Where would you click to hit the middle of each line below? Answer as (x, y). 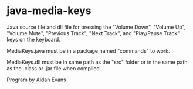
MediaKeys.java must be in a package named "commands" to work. (89, 50)
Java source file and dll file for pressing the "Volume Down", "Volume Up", (96, 27)
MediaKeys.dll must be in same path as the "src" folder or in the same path (97, 62)
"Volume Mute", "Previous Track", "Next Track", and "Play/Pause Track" (93, 33)
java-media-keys (49, 11)
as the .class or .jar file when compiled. (54, 68)
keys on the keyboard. (33, 39)
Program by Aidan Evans (36, 80)
